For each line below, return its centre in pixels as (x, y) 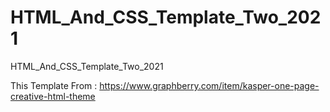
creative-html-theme (53, 96)
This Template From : (54, 85)
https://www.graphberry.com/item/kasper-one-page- (209, 85)
